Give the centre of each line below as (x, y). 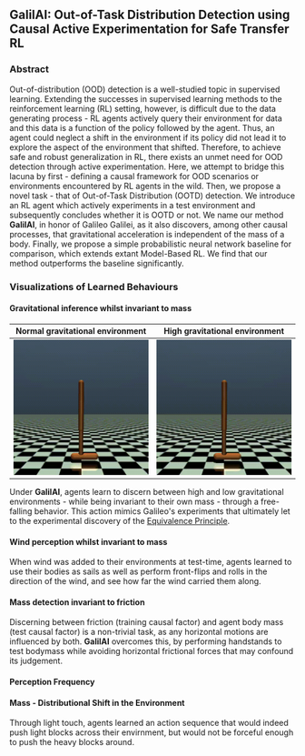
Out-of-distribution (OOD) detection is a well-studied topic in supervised (145, 89)
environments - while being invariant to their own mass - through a (134, 502)
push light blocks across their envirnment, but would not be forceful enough (152, 732)
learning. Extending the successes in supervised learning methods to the (146, 98)
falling (21, 511)
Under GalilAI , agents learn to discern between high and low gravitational (147, 492)
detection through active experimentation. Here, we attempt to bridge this (147, 166)
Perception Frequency (52, 682)
